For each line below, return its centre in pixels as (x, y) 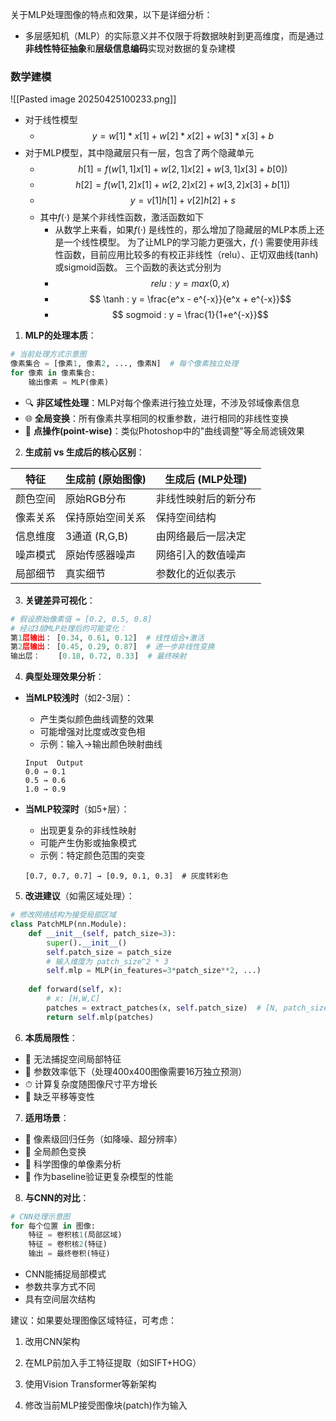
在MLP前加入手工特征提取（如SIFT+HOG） (113, 1363)
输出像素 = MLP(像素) (69, 382)
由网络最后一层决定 (201, 536)
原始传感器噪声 (101, 555)
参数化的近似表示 (196, 573)
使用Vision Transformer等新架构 (90, 1384)
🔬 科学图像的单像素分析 (73, 1164)
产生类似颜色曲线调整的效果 (97, 719)
